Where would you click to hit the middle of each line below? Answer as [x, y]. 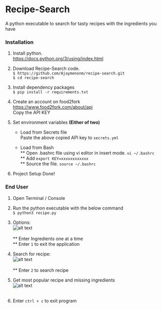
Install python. [28, 53]
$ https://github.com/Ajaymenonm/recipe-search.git [69, 73]
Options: [22, 222]
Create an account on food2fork [46, 102]
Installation [20, 42]
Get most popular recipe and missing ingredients [64, 280]
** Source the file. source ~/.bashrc [58, 164]
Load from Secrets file [44, 132]
